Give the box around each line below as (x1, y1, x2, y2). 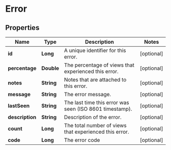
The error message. (64, 91, 111, 98)
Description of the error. (64, 114, 122, 121)
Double (41, 65, 60, 72)
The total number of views (64, 122, 127, 129)
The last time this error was (64, 99, 129, 106)
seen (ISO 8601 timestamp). (64, 105, 132, 112)
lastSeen (8, 102, 30, 109)
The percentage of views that (64, 62, 135, 69)
